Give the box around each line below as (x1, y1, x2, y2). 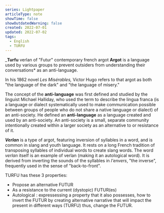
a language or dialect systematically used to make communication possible (5, 101, 156, 107)
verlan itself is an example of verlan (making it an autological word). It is (5, 152, 150, 158)
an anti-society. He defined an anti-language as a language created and (5, 112, 151, 117)
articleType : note (5, 12, 42, 17)
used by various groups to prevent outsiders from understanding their (5, 62, 145, 68)
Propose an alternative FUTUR (12, 181, 74, 188)
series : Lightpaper (5, 7, 45, 12)
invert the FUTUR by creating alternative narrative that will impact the (12, 197, 152, 203)
